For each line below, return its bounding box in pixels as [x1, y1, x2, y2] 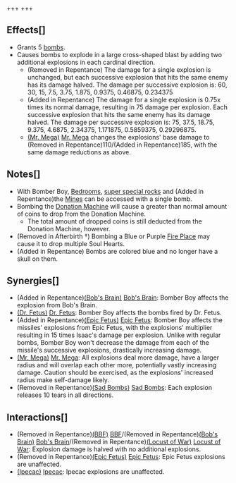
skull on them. [16, 255, 58, 263]
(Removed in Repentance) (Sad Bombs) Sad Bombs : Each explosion [16, 384, 213, 392]
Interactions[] [6, 411, 68, 423]
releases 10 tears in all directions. [16, 391, 114, 399]
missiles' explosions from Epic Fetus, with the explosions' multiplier [16, 324, 213, 332]
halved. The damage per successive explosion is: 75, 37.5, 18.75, [27, 118, 215, 126]
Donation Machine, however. [27, 224, 111, 233]
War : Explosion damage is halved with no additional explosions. [16, 445, 201, 453]
